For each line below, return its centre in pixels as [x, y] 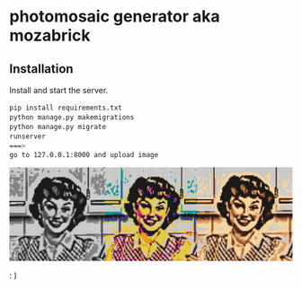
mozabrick [50, 35]
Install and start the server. [59, 90]
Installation [41, 69]
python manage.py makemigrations [72, 117]
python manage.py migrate [58, 127]
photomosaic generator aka [115, 17]
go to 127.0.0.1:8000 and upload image [84, 155]
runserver [28, 136]
